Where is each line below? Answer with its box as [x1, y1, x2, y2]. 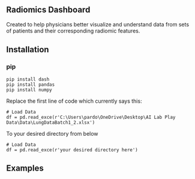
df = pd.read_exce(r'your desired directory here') [6, 147, 138, 153]
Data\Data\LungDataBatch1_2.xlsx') [6, 120, 95, 126]
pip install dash [6, 76, 50, 82]
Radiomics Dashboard [6, 5, 91, 15]
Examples [6, 163, 44, 173]
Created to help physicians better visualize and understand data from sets [6, 20, 190, 28]
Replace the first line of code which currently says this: [6, 97, 142, 105]
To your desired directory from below [6, 130, 98, 137]
